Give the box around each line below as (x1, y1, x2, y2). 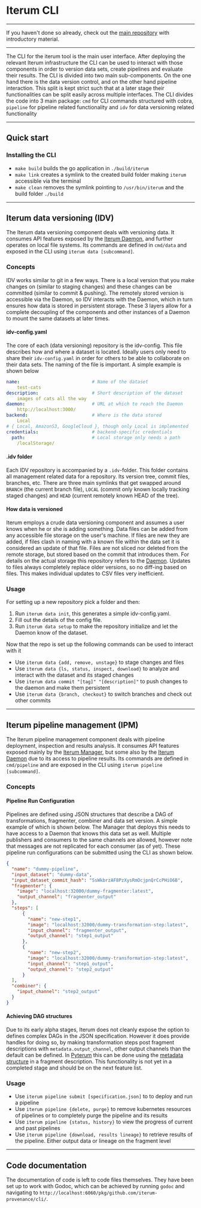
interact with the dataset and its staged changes (14, 672, 134, 679)
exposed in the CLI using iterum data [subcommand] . (6, 248, 135, 255)
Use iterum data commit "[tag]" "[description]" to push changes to (14, 678, 188, 685)
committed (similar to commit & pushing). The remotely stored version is (6, 289, 184, 297)
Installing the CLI (6, 151, 56, 159)
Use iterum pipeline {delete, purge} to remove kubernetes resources (14, 1106, 191, 1113)
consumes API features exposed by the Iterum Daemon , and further (6, 235, 173, 243)
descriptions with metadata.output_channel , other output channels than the (6, 1045, 191, 1052)
